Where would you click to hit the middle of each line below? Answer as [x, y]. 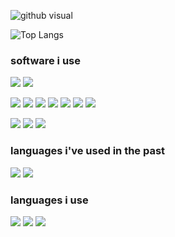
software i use [46, 60]
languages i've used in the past [88, 151]
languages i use [49, 200]
